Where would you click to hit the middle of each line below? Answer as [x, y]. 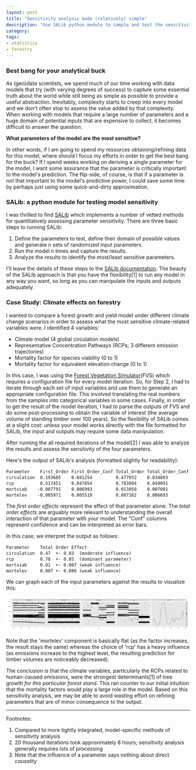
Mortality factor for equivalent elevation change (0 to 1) [81, 364]
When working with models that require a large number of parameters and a [97, 115]
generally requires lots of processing [59, 749]
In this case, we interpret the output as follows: [62, 536]
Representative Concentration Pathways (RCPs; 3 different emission [96, 345]
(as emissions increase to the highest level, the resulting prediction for [90, 653]
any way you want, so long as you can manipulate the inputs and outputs [94, 281]
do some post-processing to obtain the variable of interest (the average [92, 412]
